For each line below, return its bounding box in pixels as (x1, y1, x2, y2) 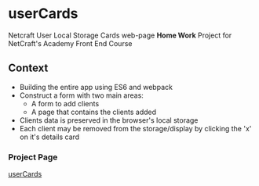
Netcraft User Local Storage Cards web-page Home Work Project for (8, 30, 232, 40)
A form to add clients (31, 98, 100, 108)
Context (8, 62, 49, 75)
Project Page (8, 152, 58, 163)
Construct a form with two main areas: (19, 91, 144, 100)
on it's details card (19, 132, 80, 141)
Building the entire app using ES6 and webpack (19, 82, 173, 91)
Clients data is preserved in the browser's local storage (19, 115, 199, 125)
